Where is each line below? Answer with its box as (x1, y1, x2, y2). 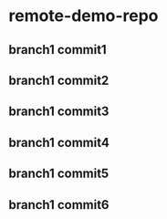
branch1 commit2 (8, 72, 110, 88)
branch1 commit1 (8, 42, 107, 57)
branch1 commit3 (8, 104, 110, 120)
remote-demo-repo (8, 5, 159, 26)
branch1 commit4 (8, 134, 110, 151)
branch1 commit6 (8, 197, 110, 213)
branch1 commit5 (8, 166, 110, 182)
